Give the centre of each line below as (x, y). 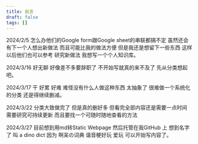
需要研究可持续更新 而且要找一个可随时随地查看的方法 (72, 115)
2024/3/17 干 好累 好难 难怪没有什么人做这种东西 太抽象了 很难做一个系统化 (98, 88)
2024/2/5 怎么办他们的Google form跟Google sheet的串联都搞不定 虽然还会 (97, 40)
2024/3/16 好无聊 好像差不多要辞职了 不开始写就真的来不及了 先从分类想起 (97, 68)
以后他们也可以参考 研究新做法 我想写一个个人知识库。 (73, 55)
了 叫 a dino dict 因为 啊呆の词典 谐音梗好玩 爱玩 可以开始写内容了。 (89, 135)
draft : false (22, 17)
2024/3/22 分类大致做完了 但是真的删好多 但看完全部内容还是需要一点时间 (97, 108)
